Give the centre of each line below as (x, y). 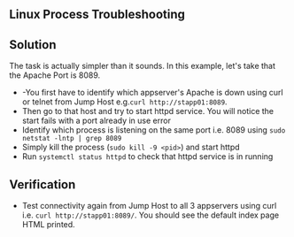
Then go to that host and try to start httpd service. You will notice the (148, 111)
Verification (43, 184)
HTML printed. (48, 225)
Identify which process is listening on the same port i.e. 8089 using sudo (154, 130)
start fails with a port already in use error (96, 121)
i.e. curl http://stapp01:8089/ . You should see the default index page (151, 215)
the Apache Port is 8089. (55, 75)
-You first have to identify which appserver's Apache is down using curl (152, 93)
